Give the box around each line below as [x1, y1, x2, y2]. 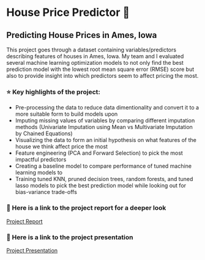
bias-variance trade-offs [15, 188, 78, 196]
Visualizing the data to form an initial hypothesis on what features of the [15, 136, 197, 144]
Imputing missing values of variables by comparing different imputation [15, 117, 195, 124]
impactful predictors [15, 156, 67, 163]
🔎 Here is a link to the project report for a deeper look [6, 204, 166, 212]
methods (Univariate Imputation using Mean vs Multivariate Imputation [15, 124, 193, 131]
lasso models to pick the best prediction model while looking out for [15, 182, 187, 189]
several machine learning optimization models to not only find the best [6, 59, 184, 66]
